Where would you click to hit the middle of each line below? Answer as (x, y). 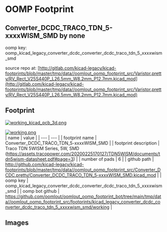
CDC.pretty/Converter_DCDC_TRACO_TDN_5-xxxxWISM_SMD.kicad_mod (81, 175)
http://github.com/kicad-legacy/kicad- (44, 164)
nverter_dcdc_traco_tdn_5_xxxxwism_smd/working (57, 207)
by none (72, 35)
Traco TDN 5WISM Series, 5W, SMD (42, 148)
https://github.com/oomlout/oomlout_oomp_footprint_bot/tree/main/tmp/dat (83, 196)
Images (17, 223)
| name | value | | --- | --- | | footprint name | (51, 138)
